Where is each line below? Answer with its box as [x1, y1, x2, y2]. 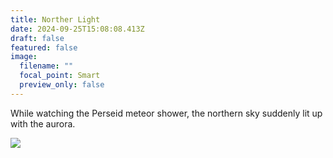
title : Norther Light [10, 14, 101, 25]
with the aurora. [10, 117, 76, 130]
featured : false [10, 42, 78, 53]
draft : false [10, 33, 65, 43]
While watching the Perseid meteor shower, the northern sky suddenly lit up [10, 107, 323, 119]
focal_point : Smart [19, 71, 101, 81]
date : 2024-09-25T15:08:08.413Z [10, 24, 145, 34]
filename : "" [19, 61, 74, 71]
